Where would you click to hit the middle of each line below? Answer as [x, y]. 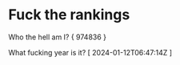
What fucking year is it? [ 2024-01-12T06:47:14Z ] [90, 52]
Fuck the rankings [69, 15]
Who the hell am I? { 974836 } [57, 37]
